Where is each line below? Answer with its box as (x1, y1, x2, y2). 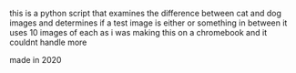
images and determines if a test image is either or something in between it (9, 17, 288, 28)
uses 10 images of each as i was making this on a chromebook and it (9, 27, 267, 37)
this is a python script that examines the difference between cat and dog (9, 8, 282, 18)
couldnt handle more (9, 36, 87, 47)
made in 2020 (9, 55, 62, 65)
